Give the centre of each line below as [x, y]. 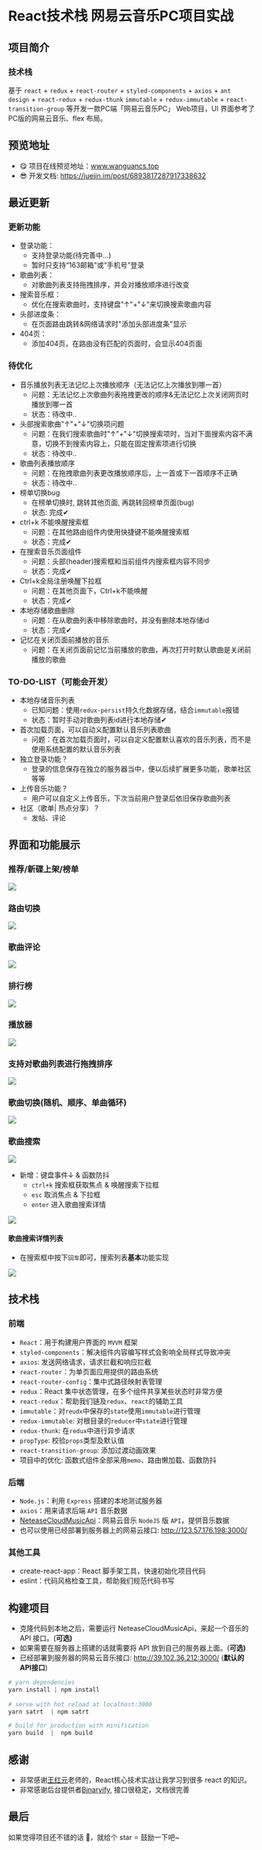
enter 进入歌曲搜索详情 [69, 1204]
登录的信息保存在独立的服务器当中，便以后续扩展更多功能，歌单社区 [141, 768]
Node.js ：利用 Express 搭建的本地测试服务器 [91, 1501]
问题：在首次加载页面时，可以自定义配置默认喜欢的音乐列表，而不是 [141, 739]
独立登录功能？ [44, 759]
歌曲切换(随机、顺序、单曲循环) [67, 1103]
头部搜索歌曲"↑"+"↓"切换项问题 [72, 424]
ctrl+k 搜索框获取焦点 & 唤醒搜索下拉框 [95, 1184]
